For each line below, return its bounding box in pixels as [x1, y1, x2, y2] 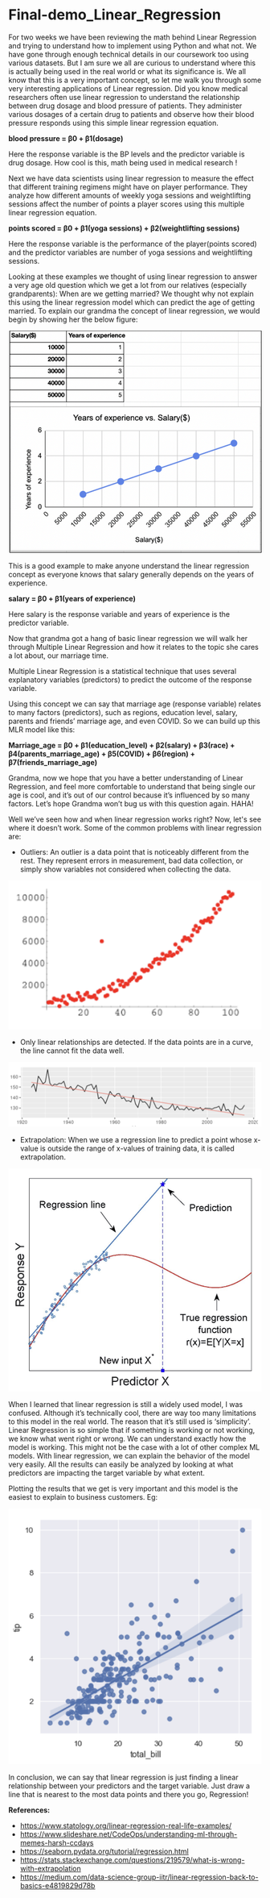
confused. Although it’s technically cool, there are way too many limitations [8, 1408, 257, 1417]
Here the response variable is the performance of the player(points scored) [8, 239, 257, 248]
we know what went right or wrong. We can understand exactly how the [8, 1434, 247, 1443]
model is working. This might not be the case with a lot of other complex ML [8, 1442, 260, 1452]
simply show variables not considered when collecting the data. [19, 864, 231, 874]
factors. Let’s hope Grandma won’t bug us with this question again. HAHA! [8, 798, 254, 808]
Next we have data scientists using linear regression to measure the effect [8, 173, 255, 183]
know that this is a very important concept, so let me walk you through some [8, 75, 262, 85]
